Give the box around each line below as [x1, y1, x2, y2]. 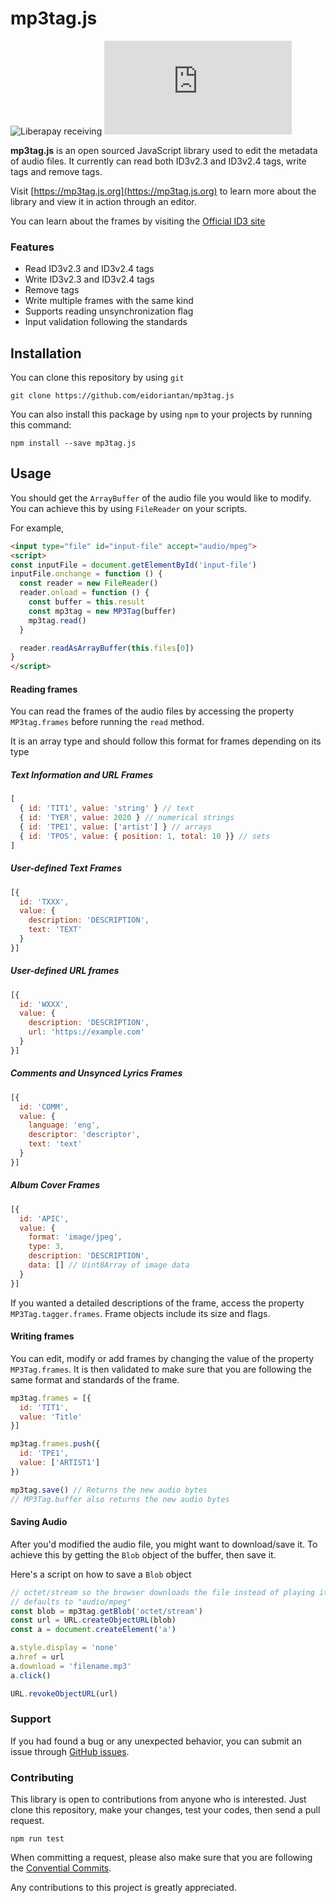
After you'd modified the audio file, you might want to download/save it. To [10, 1538, 318, 1550]
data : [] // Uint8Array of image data [28, 1260, 190, 1271]
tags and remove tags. [10, 165, 103, 177]
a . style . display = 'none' [10, 1643, 118, 1653]
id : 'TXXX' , [19, 897, 70, 907]
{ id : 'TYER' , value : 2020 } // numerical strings [19, 813, 235, 823]
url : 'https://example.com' [28, 1027, 145, 1037]
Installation [10, 345, 82, 362]
